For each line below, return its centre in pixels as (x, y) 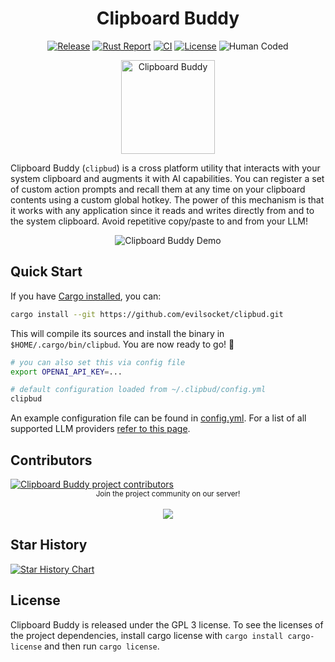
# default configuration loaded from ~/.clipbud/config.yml (138, 390)
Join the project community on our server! (168, 493)
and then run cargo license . (102, 646)
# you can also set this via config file (98, 362)
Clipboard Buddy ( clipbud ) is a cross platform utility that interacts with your (165, 168)
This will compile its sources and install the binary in (117, 333)
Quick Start (46, 272)
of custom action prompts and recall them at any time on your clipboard (158, 189)
